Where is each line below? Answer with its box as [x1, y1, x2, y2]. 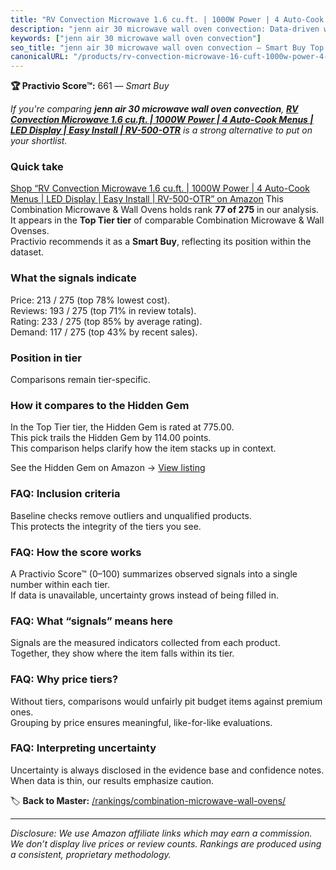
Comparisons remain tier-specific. [10, 374, 151, 386]
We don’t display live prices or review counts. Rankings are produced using [10, 837, 322, 850]
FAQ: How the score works [10, 545, 142, 559]
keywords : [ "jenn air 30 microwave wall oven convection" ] [10, 33, 262, 43]
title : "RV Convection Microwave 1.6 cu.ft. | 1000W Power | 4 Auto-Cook [10, 14, 325, 25]
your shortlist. [10, 135, 68, 147]
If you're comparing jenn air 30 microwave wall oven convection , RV [10, 103, 299, 115]
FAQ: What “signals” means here [10, 614, 174, 628]
